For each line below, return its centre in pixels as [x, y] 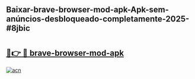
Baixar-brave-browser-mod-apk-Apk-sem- [87, 10]
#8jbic [18, 28]
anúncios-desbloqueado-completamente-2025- [98, 19]
